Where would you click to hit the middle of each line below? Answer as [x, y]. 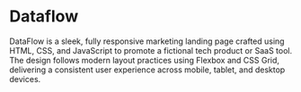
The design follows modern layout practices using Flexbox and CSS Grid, [145, 60]
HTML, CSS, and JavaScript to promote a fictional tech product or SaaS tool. [151, 50]
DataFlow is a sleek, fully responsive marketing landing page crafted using [147, 41]
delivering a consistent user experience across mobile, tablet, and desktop [147, 70]
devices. [25, 79]
